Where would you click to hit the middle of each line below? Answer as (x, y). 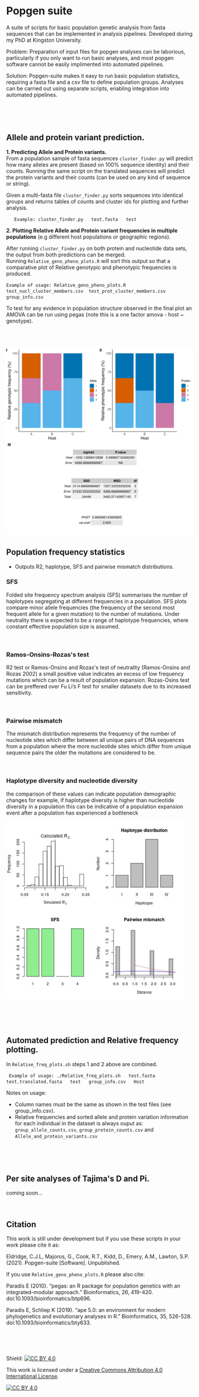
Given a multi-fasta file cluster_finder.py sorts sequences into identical (95, 195)
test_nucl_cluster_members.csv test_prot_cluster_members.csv (86, 291)
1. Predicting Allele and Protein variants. (56, 152)
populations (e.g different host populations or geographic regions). (89, 237)
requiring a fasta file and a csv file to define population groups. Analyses (95, 82)
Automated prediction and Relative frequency (92, 1040)
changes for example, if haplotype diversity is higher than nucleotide (90, 800)
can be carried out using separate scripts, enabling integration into (88, 88)
